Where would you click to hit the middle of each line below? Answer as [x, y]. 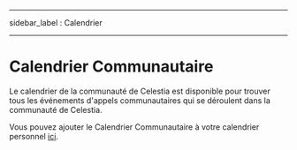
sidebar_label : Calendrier [56, 22]
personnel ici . [34, 136]
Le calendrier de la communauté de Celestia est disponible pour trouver [140, 91]
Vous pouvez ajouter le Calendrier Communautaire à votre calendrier [134, 127]
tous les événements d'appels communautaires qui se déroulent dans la [140, 100]
